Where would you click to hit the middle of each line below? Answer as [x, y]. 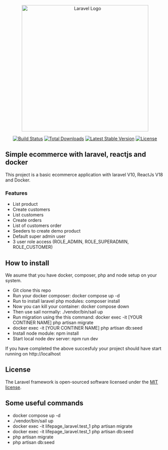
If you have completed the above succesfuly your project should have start [83, 348]
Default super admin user [39, 236]
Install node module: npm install [46, 333]
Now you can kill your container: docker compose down [71, 306]
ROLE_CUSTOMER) [33, 247]
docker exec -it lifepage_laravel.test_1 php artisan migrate [72, 426]
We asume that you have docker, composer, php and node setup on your [81, 275]
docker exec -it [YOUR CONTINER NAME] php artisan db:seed [77, 328]
